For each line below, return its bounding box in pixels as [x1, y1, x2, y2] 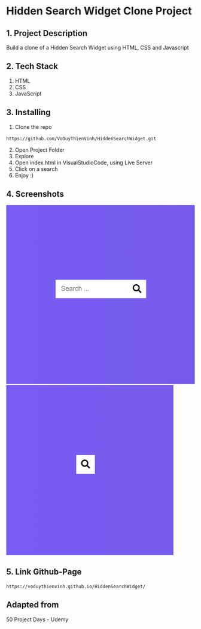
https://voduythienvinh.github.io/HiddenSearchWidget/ [6, 583, 146, 589]
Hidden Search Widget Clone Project [6, 4, 193, 18]
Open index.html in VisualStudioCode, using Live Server [14, 159, 153, 166]
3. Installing [6, 107, 51, 118]
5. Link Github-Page [6, 567, 82, 577]
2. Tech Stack [6, 61, 59, 71]
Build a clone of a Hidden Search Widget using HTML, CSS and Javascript [6, 44, 189, 51]
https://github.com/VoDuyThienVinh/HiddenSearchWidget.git [6, 136, 157, 142]
